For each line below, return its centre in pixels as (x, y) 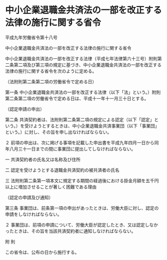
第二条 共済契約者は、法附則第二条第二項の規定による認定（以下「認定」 (80, 120)
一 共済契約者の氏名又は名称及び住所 (43, 159)
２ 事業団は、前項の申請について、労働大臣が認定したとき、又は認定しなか (82, 225)
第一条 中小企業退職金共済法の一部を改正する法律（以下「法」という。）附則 (83, 92)
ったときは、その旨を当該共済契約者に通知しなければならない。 (70, 231)
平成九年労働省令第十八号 (31, 37)
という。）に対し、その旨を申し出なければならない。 (58, 132)
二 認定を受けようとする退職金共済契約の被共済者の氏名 (62, 170)
